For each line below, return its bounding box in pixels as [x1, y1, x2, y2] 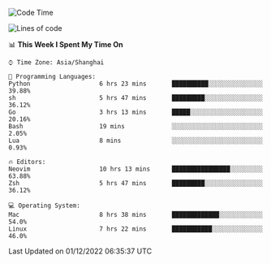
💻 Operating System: [8, 201, 81, 210]
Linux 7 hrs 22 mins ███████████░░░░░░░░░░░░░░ [8, 225, 264, 233]
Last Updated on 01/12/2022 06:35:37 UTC [8, 246, 153, 256]
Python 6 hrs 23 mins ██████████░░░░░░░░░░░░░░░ [8, 80, 264, 88]
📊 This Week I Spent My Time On [8, 40, 123, 49]
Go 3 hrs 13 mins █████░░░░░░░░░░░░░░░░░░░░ [8, 108, 264, 116]
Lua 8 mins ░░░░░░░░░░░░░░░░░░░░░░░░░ [8, 136, 264, 145]
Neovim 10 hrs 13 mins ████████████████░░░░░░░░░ [8, 165, 264, 173]
